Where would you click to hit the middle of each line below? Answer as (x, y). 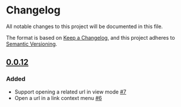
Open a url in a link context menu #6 (58, 98)
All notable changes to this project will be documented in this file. (85, 26)
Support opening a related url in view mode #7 (70, 92)
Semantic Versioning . (32, 44)
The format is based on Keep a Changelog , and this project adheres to (90, 37)
